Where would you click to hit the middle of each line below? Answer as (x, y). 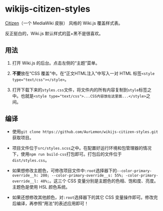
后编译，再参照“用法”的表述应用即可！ (50, 203)
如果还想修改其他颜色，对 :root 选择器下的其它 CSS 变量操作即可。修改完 (85, 197)
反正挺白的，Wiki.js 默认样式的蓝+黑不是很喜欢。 (54, 33)
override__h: (25, 175)
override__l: (25, 181)
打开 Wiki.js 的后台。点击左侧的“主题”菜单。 (56, 63)
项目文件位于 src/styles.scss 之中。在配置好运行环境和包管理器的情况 (82, 148)
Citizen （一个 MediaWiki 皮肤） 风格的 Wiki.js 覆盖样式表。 (64, 23)
